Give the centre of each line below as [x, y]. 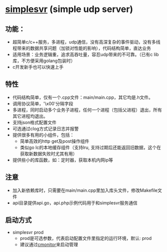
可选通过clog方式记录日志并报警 [46, 128]
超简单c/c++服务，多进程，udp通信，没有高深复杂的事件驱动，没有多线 [86, 42]
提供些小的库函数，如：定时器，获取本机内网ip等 [63, 160]
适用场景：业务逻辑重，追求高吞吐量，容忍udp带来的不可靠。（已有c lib [86, 54]
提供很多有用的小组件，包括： [43, 135]
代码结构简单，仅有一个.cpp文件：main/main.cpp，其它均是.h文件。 [83, 97]
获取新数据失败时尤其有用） [49, 153]
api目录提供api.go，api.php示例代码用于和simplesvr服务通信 [75, 203]
